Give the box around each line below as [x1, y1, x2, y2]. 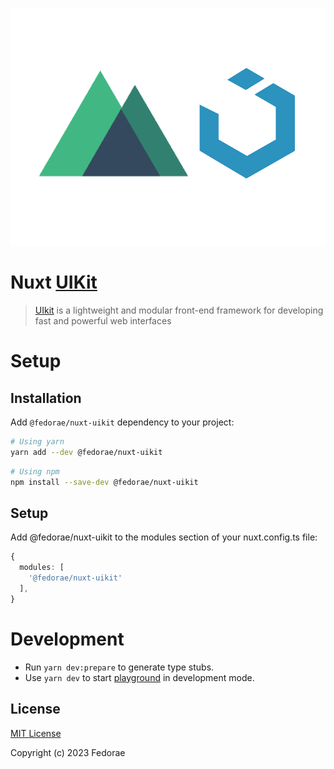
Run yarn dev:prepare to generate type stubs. [24, 661, 215, 673]
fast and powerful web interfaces [34, 315, 172, 327]
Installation [10, 389, 82, 407]
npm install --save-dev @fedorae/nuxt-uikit [10, 477, 199, 487]
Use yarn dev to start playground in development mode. [24, 671, 255, 683]
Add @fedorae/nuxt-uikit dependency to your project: [10, 416, 235, 428]
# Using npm [10, 466, 60, 477]
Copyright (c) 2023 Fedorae [10, 746, 126, 758]
